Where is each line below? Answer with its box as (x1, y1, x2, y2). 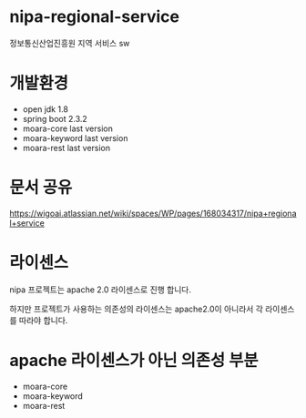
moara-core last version (22, 123, 114, 134)
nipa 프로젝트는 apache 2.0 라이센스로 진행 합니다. (9, 284, 192, 295)
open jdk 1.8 (22, 103, 68, 115)
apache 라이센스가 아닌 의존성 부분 (9, 350, 259, 371)
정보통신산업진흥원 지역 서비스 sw (9, 37, 130, 48)
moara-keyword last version (22, 132, 128, 143)
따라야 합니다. (18, 314, 68, 325)
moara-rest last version (22, 142, 111, 153)
